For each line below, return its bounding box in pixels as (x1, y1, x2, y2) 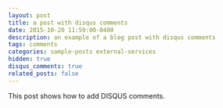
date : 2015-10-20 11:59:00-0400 (8, 26, 114, 34)
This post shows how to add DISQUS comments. (8, 91, 166, 100)
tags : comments (8, 41, 58, 49)
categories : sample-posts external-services (8, 48, 156, 56)
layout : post (8, 11, 51, 20)
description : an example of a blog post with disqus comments (8, 33, 216, 41)
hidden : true (8, 56, 51, 63)
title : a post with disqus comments (8, 19, 128, 27)
